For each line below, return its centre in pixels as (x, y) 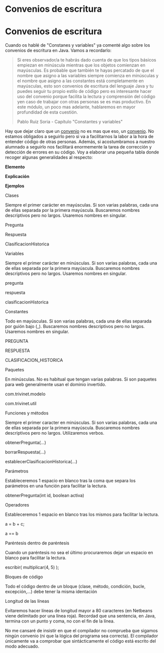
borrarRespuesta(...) (25, 452)
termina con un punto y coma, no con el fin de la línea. (60, 621)
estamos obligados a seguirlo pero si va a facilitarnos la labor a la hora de (79, 137)
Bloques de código (24, 577)
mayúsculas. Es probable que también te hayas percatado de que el (85, 70)
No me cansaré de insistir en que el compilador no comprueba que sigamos (82, 631)
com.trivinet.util (21, 404)
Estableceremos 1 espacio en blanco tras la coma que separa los (70, 481)
